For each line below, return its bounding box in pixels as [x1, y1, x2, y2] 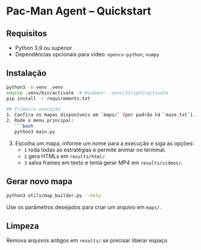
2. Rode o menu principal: [6, 118, 74, 124]
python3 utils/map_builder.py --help [6, 192, 101, 199]
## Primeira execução [6, 106, 61, 112]
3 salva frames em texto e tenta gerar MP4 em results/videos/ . [24, 159, 183, 166]
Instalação [6, 68, 47, 79]
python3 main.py [14, 129, 56, 135]
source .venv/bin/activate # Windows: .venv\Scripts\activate [6, 89, 169, 96]
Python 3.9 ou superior [14, 44, 72, 51]
